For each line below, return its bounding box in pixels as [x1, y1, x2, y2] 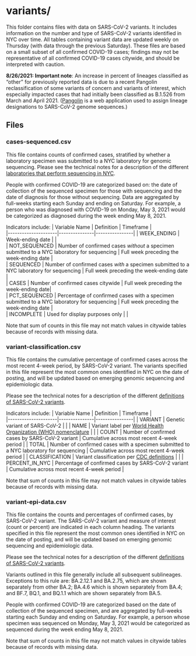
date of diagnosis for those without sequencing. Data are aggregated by [6, 193, 180, 200]
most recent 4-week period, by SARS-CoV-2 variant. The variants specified [6, 362, 188, 369]
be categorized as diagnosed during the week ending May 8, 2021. [6, 212, 167, 219]
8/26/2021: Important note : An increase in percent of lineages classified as [6, 72, 188, 79]
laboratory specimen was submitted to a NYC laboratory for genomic [6, 157, 172, 164]
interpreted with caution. [6, 60, 65, 68]
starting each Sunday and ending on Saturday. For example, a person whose [6, 613, 190, 621]
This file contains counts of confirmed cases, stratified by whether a [6, 151, 170, 158]
